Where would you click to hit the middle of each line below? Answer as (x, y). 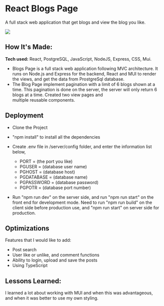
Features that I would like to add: (38, 240)
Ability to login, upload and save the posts (55, 260)
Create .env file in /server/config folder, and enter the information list (82, 147)
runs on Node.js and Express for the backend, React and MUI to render (84, 74)
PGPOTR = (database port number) (55, 188)
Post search (24, 250)
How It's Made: (29, 47)
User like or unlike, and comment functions (56, 255)
